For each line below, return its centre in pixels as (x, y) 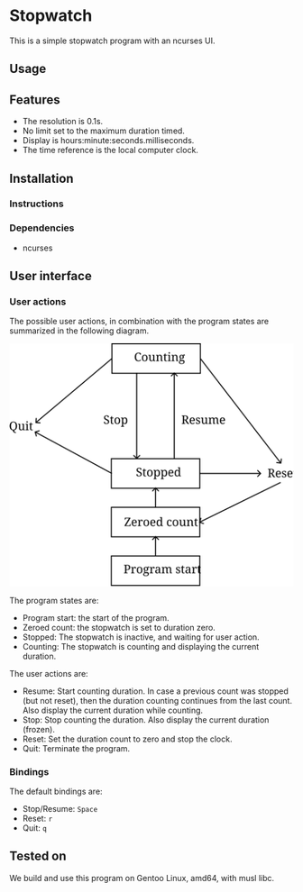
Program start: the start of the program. (96, 617)
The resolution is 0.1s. (63, 122)
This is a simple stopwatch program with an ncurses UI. (112, 41)
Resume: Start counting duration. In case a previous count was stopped (155, 691)
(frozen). (39, 729)
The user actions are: (49, 673)
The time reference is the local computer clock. (110, 150)
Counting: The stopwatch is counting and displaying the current (141, 646)
